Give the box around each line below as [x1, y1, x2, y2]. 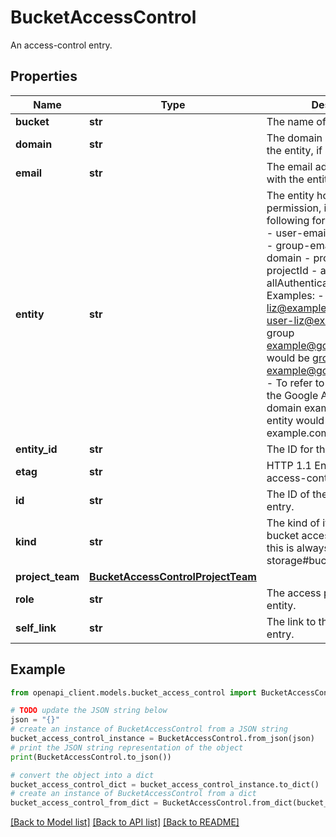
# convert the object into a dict [10, 770, 155, 780]
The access [266, 586, 322, 600]
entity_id [15, 442, 58, 456]
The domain [266, 131, 323, 145]
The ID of [266, 487, 310, 501]
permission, [266, 201, 322, 215]
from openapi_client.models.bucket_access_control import [10, 687, 257, 698]
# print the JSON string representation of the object [10, 742, 244, 753]
